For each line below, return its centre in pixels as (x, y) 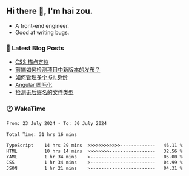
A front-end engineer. (42, 25)
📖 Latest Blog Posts (35, 48)
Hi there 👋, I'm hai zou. (49, 11)
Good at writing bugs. (42, 32)
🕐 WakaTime (26, 109)
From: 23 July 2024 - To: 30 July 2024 (57, 124)
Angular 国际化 (34, 85)
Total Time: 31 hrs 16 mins (42, 135)
